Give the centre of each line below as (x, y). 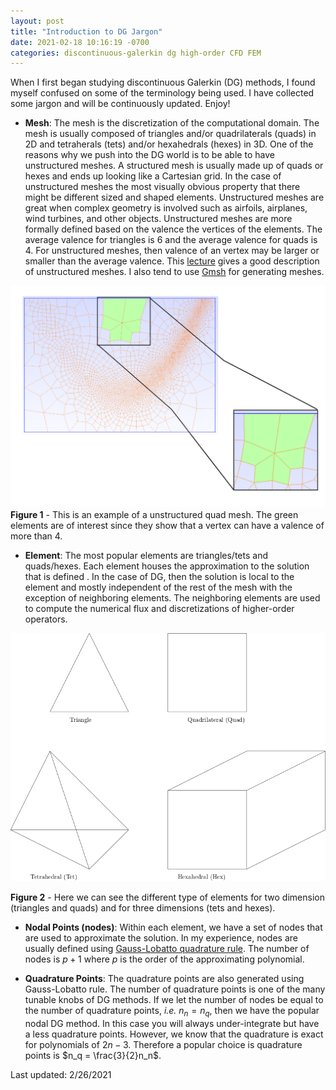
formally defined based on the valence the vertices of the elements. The (173, 229)
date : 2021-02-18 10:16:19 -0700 (80, 42)
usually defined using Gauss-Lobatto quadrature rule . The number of (167, 948)
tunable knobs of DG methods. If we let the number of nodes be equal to (174, 999)
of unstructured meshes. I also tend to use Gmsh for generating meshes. (174, 272)
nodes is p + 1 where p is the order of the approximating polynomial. (164, 959)
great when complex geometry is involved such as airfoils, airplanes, (166, 208)
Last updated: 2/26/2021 (61, 1074)
